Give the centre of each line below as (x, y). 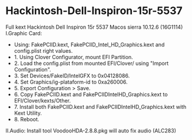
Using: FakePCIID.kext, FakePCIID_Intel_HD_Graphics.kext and (89, 45)
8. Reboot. (27, 119)
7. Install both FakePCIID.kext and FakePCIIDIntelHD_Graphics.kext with (100, 107)
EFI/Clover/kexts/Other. (42, 100)
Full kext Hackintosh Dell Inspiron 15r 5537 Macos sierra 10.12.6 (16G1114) (94, 27)
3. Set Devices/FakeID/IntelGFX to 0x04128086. (72, 76)
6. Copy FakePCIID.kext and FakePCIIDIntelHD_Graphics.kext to (91, 94)
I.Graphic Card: (24, 33)
